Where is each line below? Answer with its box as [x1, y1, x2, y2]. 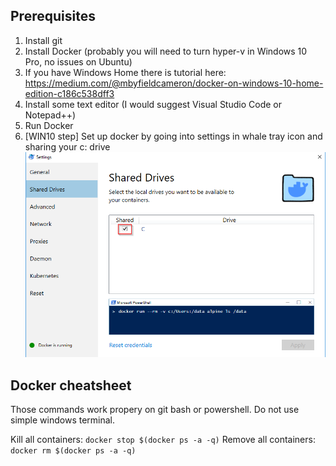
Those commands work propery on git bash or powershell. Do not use [10, 404, 300, 416]
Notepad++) [24, 109, 77, 121]
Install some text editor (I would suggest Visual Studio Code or [24, 98, 282, 110]
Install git [24, 34, 63, 46]
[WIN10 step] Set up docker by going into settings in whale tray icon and [24, 130, 323, 142]
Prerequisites [10, 8, 96, 25]
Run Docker [24, 119, 74, 131]
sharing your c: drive [24, 140, 111, 153]
